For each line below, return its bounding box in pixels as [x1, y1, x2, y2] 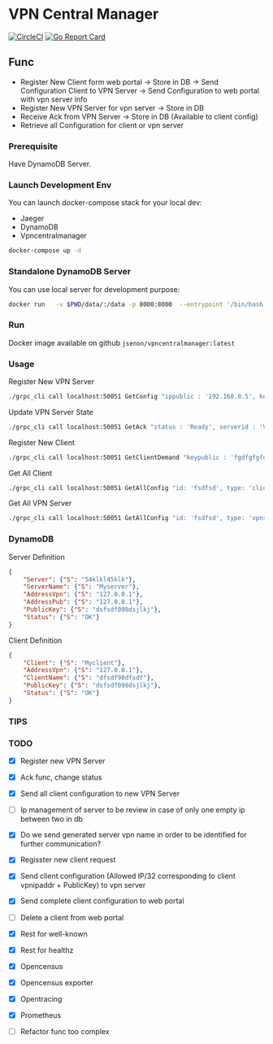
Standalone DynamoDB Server [8, 266, 132, 277]
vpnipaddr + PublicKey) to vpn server [19, 880, 146, 890]
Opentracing [19, 994, 63, 1003]
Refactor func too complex [19, 1026, 110, 1036]
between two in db [19, 815, 84, 824]
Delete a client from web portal [19, 912, 124, 922]
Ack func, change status [19, 772, 103, 782]
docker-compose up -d [8, 247, 82, 255]
